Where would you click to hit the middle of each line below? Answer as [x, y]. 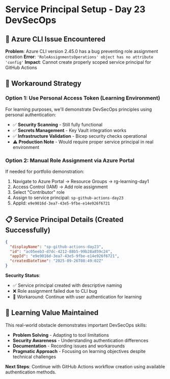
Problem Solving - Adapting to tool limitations [61, 335]
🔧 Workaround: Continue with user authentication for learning [77, 297]
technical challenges [34, 357]
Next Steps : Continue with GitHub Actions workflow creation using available [85, 366]
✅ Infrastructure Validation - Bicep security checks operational [80, 136]
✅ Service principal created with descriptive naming [67, 285]
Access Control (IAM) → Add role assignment [60, 187]
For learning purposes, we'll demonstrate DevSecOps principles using [79, 109]
